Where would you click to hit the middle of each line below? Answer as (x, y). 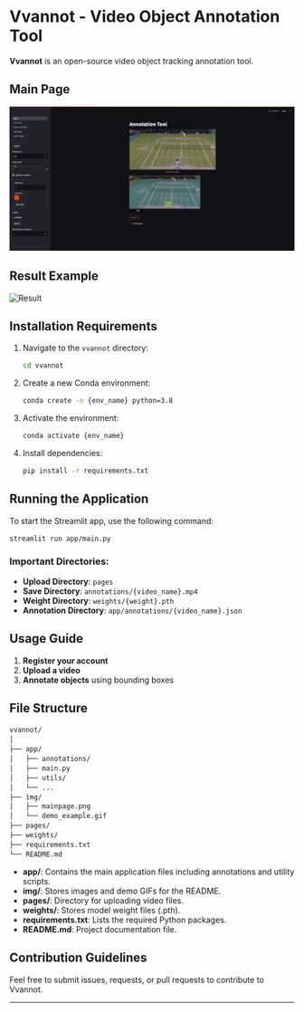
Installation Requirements (84, 326)
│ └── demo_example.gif (58, 816)
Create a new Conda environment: (86, 383)
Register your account (65, 660)
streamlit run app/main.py (60, 539)
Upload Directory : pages (68, 581)
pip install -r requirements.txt (85, 471)
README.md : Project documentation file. (100, 929)
